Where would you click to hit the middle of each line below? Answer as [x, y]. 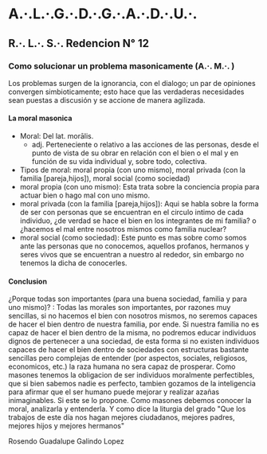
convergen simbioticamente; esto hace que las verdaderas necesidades [126, 92]
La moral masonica [40, 118]
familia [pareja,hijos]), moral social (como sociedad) [105, 178]
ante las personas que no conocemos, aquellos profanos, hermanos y [134, 246]
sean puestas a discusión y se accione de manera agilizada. [107, 100]
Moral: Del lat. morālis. [57, 136]
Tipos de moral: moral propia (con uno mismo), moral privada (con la [132, 170]
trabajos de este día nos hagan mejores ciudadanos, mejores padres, [122, 417]
